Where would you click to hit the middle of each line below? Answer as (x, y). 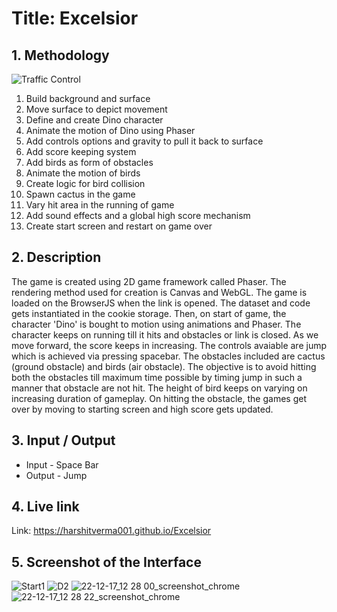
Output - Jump (56, 475)
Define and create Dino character (94, 120)
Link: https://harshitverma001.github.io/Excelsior (111, 531)
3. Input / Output (63, 440)
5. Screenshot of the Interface (106, 562)
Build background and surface (88, 98)
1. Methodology (60, 55)
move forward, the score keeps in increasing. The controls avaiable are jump (169, 345)
